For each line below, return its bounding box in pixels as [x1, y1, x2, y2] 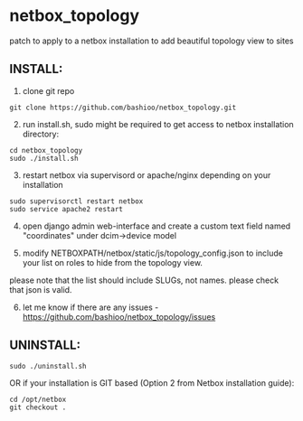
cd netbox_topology [9, 145, 83, 154]
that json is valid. [9, 284, 72, 295]
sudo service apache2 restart [9, 204, 124, 213]
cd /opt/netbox [9, 395, 67, 404]
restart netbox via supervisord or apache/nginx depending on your [22, 169, 271, 181]
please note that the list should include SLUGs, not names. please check [9, 275, 279, 285]
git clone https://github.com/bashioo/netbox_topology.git [9, 103, 237, 112]
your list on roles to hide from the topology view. [22, 257, 204, 267]
